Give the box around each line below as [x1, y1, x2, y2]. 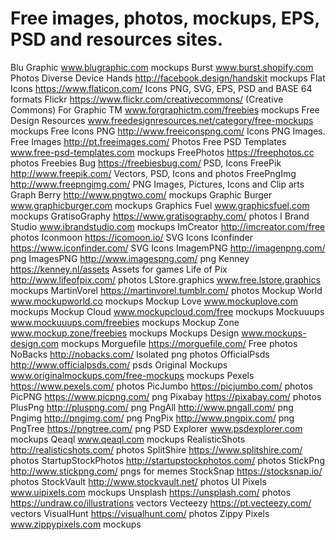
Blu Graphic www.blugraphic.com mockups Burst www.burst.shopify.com [10, 61, 314, 73]
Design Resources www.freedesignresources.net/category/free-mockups [10, 114, 314, 126]
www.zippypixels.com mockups [10, 518, 142, 530]
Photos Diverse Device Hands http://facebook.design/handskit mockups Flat [10, 72, 326, 84]
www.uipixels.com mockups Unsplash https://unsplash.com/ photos [10, 486, 292, 498]
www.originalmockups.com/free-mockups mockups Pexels [10, 369, 255, 381]
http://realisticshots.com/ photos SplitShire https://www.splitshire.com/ [10, 443, 303, 456]
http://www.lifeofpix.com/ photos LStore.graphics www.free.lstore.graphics [10, 273, 321, 286]
